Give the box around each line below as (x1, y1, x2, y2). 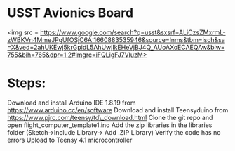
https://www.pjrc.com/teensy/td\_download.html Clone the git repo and (7, 113, 213, 122)
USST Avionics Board (7, 5, 134, 21)
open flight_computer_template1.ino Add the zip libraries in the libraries (7, 121, 213, 129)
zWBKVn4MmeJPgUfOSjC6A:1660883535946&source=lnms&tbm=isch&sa (7, 35, 226, 44)
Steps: (7, 75, 46, 91)
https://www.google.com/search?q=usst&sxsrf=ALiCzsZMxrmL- (40, 28, 226, 37)
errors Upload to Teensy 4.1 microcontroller (7, 136, 133, 144)
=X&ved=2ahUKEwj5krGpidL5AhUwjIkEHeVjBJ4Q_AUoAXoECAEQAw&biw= (7, 43, 226, 51)
